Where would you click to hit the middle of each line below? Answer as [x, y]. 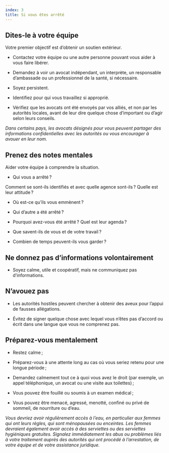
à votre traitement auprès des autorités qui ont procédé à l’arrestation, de [82, 439]
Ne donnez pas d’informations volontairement [79, 258]
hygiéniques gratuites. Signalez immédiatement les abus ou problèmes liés [83, 434]
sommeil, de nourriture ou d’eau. [47, 408]
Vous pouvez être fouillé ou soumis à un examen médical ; [73, 392]
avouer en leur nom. [26, 139]
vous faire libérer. [31, 63]
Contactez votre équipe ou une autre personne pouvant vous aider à [84, 57]
